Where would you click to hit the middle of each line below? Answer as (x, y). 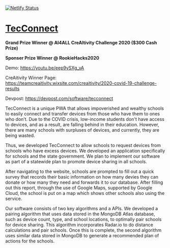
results (12, 88)
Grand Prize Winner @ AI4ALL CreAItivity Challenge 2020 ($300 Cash (81, 42)
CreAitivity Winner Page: (31, 78)
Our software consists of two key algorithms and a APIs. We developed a (82, 208)
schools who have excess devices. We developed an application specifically (85, 151)
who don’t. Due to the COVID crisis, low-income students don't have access (85, 119)
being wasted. (20, 135)
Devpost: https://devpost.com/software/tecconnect (59, 98)
